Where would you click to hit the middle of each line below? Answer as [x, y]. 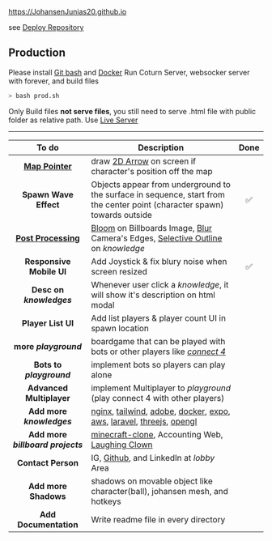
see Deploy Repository [46, 27]
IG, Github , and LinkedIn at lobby [153, 458]
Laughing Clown [122, 445]
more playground [48, 346]
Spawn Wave [48, 194]
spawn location [120, 328]
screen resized [119, 271]
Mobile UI [48, 271]
